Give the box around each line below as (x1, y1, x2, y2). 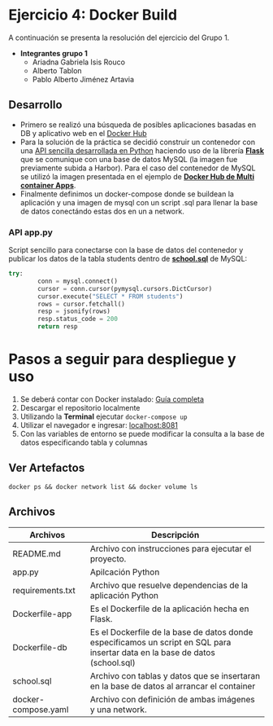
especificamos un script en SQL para (89, 636, 232, 648)
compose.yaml (12, 703, 69, 715)
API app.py (8, 227, 53, 238)
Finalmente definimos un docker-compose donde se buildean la (19, 189, 234, 199)
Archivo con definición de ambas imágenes (89, 693, 255, 705)
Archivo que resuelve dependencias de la (89, 579, 249, 591)
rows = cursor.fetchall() (37, 300, 126, 308)
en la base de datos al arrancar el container (89, 680, 256, 692)
